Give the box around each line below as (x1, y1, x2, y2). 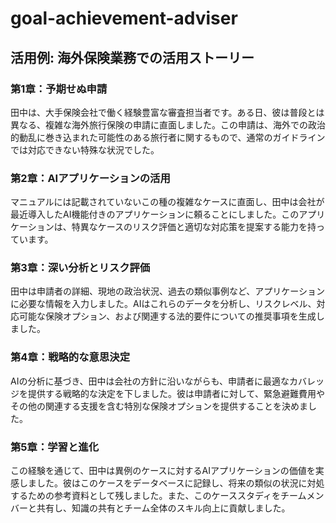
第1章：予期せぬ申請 (10, 82, 108, 96)
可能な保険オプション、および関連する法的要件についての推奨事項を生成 (18, 310, 317, 322)
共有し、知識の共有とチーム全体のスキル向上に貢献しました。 (36, 502, 291, 514)
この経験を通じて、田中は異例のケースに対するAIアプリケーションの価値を (10, 465, 316, 477)
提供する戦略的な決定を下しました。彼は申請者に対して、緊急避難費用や (27, 387, 325, 399)
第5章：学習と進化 (10, 440, 100, 454)
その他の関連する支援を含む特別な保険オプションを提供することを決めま (10, 400, 308, 412)
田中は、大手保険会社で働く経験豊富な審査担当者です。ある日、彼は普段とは (10, 106, 325, 118)
